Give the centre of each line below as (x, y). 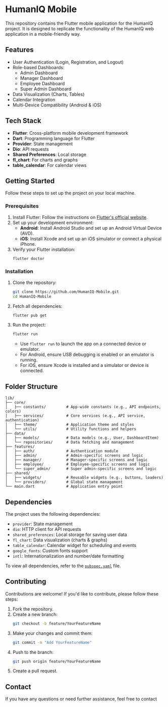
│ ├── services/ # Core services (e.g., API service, (75, 416)
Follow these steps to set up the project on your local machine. (70, 193)
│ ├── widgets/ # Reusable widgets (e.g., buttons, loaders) (85, 478)
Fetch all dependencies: (37, 306)
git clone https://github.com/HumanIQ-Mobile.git (66, 292)
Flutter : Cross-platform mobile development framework (70, 133)
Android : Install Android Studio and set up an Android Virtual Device (91, 228)
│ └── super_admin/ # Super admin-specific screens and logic (81, 469)
